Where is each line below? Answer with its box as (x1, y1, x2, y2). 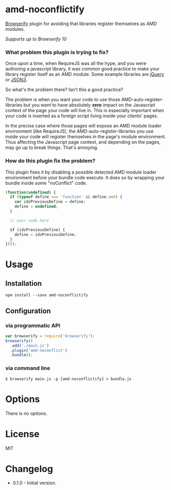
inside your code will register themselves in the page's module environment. (5, 134, 166, 140)
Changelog (5, 463, 53, 475)
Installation (5, 279, 42, 288)
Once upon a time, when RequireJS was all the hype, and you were (5, 60, 147, 67)
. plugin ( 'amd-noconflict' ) (10, 348, 68, 353)
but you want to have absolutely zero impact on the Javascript (23, 102, 155, 108)
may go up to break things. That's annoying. (5, 144, 99, 151)
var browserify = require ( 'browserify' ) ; (5, 333, 95, 338)
